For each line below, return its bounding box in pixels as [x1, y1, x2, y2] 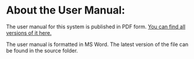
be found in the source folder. [6, 47, 78, 54]
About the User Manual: [6, 4, 126, 17]
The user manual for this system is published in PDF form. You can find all [6, 23, 186, 30]
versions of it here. [6, 29, 52, 36]
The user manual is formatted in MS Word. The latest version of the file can [6, 41, 189, 48]
